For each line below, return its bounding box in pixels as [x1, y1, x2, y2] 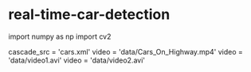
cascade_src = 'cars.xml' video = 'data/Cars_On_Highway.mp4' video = [8, 47, 243, 56]
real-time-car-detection [8, 6, 171, 24]
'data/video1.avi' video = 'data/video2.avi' [8, 55, 146, 65]
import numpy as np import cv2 [8, 32, 112, 41]
